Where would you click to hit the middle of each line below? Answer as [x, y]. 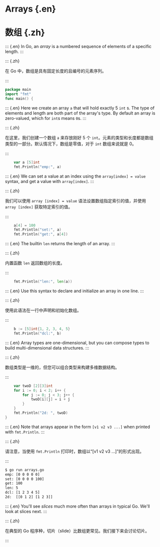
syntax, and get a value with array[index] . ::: [50, 181]
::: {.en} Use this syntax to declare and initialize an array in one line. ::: [74, 291]
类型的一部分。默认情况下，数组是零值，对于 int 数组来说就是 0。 [71, 144]
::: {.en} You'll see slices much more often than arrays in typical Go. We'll [77, 506]
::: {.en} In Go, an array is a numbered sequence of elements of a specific [78, 47]
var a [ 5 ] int [27, 162]
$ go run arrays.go [25, 470]
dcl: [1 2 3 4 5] [22, 493]
